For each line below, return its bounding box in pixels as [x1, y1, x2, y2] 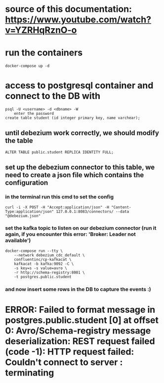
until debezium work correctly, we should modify [5, 129, 160, 137]
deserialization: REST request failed [5, 335, 155, 347]
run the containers [5, 47, 83, 58]
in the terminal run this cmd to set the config [5, 193, 114, 200]
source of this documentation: [5, 3, 132, 15]
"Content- [111, 204, 132, 210]
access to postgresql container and [5, 80, 154, 91]
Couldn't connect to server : [5, 356, 123, 368]
